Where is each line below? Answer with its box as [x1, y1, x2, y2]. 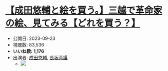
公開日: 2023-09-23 [12, 35, 55, 41]
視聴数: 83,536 [12, 41, 45, 48]
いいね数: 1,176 [12, 48, 45, 54]
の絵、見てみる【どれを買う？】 [5, 17, 141, 29]
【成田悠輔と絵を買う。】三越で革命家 [5, 5, 163, 16]
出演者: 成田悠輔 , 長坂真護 [12, 54, 68, 60]
